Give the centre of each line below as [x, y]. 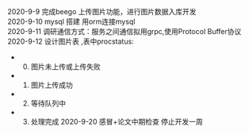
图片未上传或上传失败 [65, 67]
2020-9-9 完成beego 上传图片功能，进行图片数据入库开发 [102, 11]
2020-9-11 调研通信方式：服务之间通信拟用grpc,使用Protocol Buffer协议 [125, 31]
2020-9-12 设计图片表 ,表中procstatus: [71, 41]
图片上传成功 [52, 85]
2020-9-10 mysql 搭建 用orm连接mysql [71, 21]
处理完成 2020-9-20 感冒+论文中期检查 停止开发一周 [117, 122]
